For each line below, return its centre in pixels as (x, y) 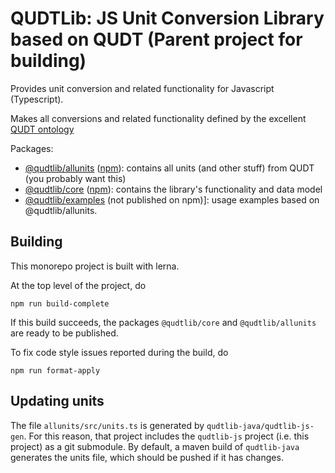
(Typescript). (37, 99)
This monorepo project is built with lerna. (95, 266)
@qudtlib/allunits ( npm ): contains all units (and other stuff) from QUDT (169, 168)
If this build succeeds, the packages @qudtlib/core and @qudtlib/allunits (163, 322)
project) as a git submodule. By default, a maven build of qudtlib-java (155, 446)
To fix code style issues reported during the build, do (119, 352)
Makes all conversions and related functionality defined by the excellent (158, 118)
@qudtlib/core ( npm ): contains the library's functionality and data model (173, 189)
